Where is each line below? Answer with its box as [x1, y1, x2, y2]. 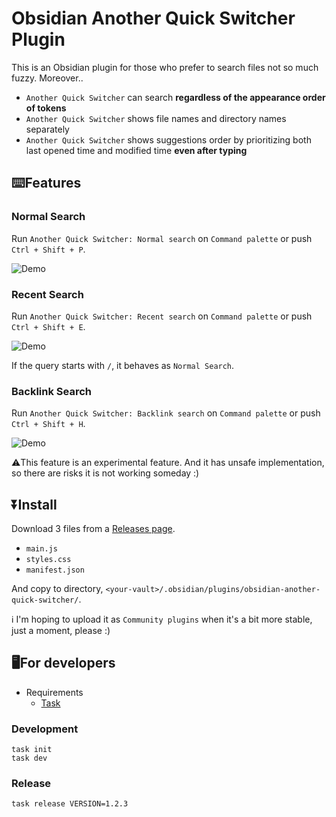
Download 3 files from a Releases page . [11, 523, 176, 535]
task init [11, 745, 53, 755]
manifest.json [25, 565, 85, 576]
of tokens [25, 102, 67, 114]
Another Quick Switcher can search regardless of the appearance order [25, 91, 326, 103]
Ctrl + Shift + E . [11, 320, 86, 332]
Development [11, 722, 79, 736]
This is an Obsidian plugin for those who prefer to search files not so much [11, 61, 319, 73]
